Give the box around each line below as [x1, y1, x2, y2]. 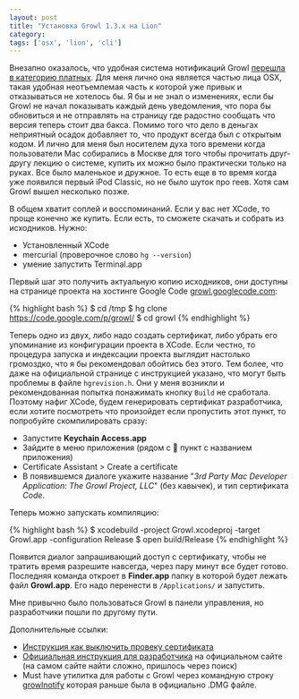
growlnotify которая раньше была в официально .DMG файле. [21, 679, 257, 690]
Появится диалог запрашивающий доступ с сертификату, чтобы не [9, 551, 267, 562]
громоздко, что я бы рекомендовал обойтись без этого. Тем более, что [9, 359, 284, 370]
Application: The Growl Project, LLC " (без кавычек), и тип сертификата [21, 481, 289, 491]
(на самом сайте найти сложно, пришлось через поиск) [21, 661, 238, 671]
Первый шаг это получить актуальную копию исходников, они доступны [9, 277, 288, 287]
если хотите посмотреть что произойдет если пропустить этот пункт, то [9, 406, 286, 417]
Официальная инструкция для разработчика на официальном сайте [21, 651, 284, 662]
